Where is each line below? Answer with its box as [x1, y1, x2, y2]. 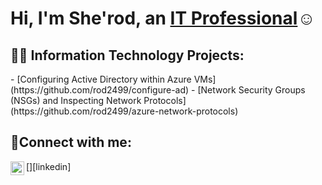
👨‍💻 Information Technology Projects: [10, 47, 245, 64]
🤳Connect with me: [10, 134, 132, 151]
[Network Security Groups [197, 84, 306, 96]
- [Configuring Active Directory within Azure [10, 73, 192, 85]
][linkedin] [29, 160, 72, 172]
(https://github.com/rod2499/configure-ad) [10, 84, 190, 96]
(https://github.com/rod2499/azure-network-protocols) [10, 105, 239, 117]
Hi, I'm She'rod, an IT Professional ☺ [10, 7, 316, 30]
